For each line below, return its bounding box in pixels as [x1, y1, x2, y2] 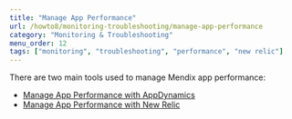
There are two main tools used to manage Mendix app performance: [9, 72, 266, 83]
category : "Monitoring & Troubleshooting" [9, 30, 173, 39]
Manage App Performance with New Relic [22, 99, 181, 110]
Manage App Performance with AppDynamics [22, 90, 196, 101]
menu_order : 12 [9, 38, 68, 48]
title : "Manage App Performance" [9, 13, 137, 23]
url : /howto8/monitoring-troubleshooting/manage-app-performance [9, 22, 263, 31]
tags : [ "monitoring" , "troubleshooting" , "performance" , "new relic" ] [9, 47, 284, 56]
